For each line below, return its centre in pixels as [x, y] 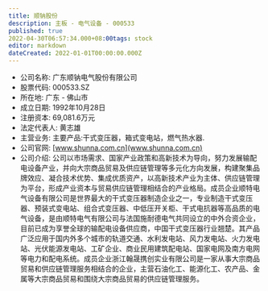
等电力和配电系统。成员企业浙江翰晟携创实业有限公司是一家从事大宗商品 [140, 258]
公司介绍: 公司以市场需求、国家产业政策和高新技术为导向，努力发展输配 [138, 158]
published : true [35, 31]
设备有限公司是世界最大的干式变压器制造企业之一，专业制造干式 [133, 198]
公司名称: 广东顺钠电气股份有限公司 [78, 77]
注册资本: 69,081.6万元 [57, 117]
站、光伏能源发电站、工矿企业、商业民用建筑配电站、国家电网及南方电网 [140, 248]
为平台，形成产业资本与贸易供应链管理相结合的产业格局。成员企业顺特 [136, 188]
